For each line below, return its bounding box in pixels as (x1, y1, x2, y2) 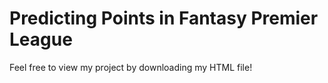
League (9, 28, 73, 51)
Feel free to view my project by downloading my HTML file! (9, 61, 253, 73)
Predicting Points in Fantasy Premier (9, 7, 319, 30)
